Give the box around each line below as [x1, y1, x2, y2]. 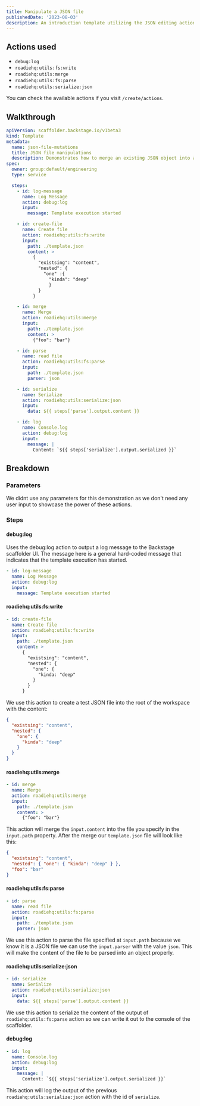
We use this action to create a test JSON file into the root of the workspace [6, 699, 190, 706]
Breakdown [6, 463, 49, 473]
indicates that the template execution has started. [6, 556, 128, 563]
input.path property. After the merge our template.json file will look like [6, 832, 183, 839]
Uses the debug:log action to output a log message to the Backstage [6, 544, 174, 551]
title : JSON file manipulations [11, 149, 92, 155]
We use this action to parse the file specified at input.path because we [6, 936, 181, 944]
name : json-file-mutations [11, 144, 79, 150]
